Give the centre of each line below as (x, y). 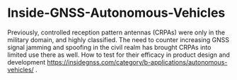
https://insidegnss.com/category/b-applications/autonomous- (137, 62)
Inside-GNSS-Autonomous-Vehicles (116, 13)
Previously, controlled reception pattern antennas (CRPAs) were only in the (116, 32)
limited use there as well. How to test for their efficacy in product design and (118, 55)
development (27, 62)
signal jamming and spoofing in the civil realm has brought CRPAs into (109, 47)
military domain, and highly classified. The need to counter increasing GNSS (118, 39)
